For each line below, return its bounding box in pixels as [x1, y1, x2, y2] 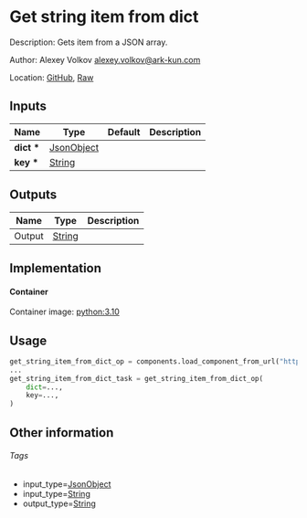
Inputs [9, 99, 48, 114]
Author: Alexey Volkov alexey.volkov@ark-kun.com [9, 54, 201, 65]
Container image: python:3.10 [9, 306, 121, 317]
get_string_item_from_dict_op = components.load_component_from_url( [9, 356, 281, 366]
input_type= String [22, 488, 91, 499]
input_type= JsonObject [22, 478, 111, 490]
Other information [9, 425, 114, 440]
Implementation [9, 260, 102, 276]
